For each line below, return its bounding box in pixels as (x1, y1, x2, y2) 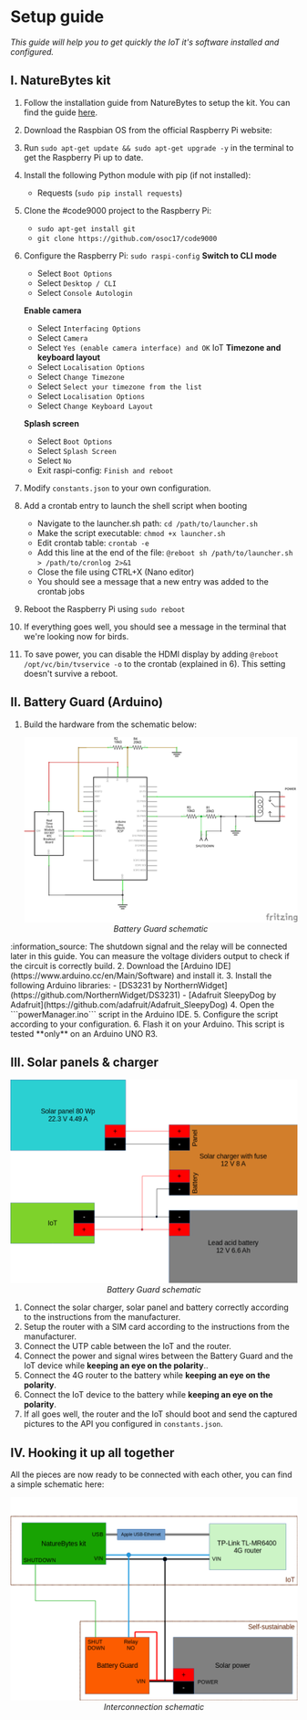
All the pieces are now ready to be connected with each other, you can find (10, 1469, 292, 1481)
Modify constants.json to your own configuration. (23, 482, 211, 493)
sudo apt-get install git (36, 224, 136, 234)
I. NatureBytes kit (10, 73, 111, 89)
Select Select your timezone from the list (36, 381, 203, 392)
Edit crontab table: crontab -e (36, 537, 149, 548)
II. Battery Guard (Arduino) (10, 694, 163, 710)
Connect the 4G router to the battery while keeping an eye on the (23, 1370, 271, 1381)
